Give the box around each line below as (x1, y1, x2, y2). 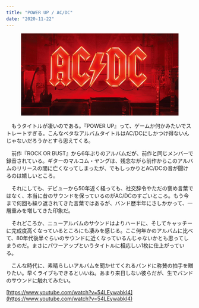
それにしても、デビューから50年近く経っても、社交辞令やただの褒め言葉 (11, 185, 188, 192)
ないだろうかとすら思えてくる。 (16, 137, 94, 144)
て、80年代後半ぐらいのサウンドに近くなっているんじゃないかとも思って (6, 235, 184, 242)
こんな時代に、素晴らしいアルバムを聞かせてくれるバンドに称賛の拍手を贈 (11, 262, 194, 269)
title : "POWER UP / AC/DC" (6, 10, 73, 15)
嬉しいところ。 (21, 172, 58, 180)
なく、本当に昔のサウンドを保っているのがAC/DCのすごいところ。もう (11, 192, 184, 199)
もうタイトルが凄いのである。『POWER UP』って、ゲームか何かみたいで (11, 122, 187, 130)
